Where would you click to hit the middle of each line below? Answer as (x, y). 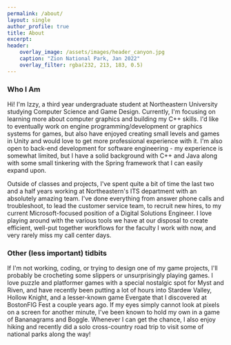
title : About (26, 33)
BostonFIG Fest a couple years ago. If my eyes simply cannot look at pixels (113, 305)
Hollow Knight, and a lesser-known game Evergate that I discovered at (107, 297)
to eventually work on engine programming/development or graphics (105, 126)
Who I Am (24, 89)
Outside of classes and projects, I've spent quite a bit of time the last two (111, 183)
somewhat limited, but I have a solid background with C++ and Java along (112, 156)
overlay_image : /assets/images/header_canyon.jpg (92, 53)
